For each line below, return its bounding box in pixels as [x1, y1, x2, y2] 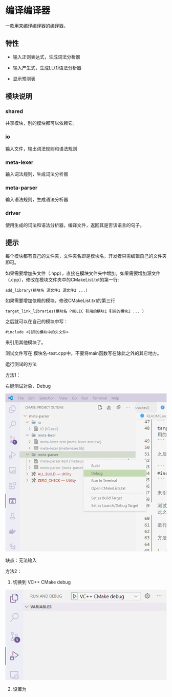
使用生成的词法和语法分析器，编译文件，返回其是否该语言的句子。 [5, 222, 144, 228]
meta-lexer [5, 159, 34, 166]
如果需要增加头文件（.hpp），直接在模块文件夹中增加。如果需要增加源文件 [5, 270, 161, 276]
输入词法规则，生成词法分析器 [5, 171, 68, 177]
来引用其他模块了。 [5, 340, 46, 346]
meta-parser [5, 184, 38, 191]
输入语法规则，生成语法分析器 [5, 196, 68, 203]
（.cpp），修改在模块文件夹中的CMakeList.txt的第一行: [5, 277, 119, 283]
